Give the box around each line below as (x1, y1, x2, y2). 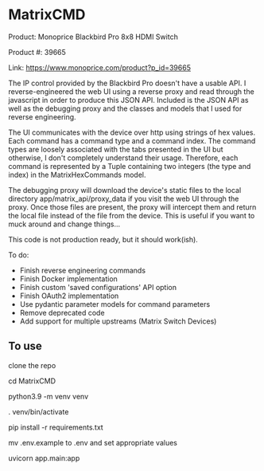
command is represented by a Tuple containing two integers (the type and (8, 161, 251, 171)
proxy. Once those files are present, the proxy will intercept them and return (8, 202, 257, 212)
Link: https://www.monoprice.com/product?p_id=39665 (8, 62, 191, 73)
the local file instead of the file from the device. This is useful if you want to (8, 210, 255, 220)
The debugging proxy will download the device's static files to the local (8, 185, 242, 194)
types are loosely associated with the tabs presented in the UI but (8, 144, 224, 154)
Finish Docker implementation (19, 273, 118, 284)
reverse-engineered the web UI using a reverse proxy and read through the (8, 86, 254, 96)
